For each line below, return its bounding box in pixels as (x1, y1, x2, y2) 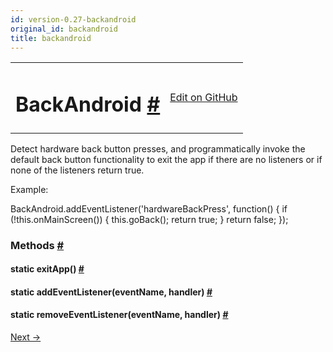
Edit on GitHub (169, 90, 238, 104)
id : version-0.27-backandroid (10, 14, 137, 25)
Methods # (10, 238, 65, 252)
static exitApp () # (10, 263, 85, 275)
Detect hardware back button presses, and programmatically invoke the (10, 142, 306, 155)
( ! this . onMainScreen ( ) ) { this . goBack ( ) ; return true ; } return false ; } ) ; (10, 213, 289, 225)
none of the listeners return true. (10, 164, 145, 176)
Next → (10, 331, 42, 343)
